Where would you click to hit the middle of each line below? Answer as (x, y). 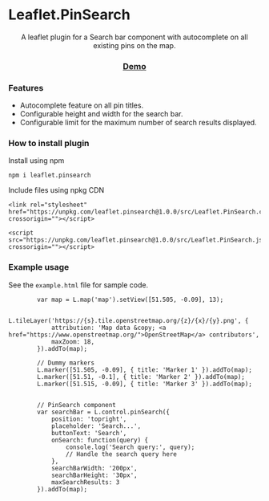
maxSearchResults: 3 (85, 482)
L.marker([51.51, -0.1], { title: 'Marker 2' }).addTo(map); (141, 377)
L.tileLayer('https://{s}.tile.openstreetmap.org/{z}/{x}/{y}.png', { (128, 320)
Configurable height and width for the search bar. (101, 114)
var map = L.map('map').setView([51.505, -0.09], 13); (130, 299)
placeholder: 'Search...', (96, 426)
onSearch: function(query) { (100, 440)
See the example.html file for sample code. (78, 285)
